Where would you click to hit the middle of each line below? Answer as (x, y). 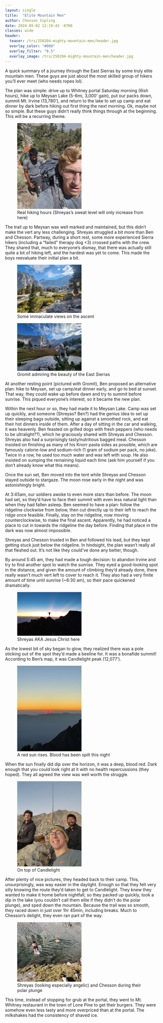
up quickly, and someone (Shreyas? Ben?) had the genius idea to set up (77, 414)
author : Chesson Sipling (30, 20)
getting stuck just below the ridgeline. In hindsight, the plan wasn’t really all (80, 545)
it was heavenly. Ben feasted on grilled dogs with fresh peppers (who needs (81, 429)
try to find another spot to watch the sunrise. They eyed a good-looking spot (81, 565)
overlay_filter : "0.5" (32, 51)
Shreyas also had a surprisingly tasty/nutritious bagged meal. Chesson (76, 439)
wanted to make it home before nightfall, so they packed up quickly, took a (80, 895)
